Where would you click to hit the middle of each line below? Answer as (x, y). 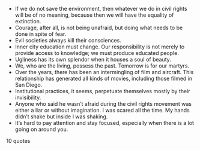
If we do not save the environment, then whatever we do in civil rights (101, 9)
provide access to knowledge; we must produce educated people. (97, 53)
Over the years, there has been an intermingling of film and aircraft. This (104, 72)
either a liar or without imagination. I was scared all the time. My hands (102, 110)
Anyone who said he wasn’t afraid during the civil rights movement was (103, 104)
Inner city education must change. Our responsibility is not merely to (100, 47)
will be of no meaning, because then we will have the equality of (94, 15)
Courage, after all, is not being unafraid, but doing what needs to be (99, 27)
